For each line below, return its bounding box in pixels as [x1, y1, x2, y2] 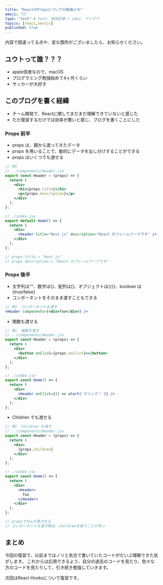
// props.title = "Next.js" [5, 254, 62, 259]
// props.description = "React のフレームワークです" [5, 259, 109, 264]
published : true [5, 25, 38, 30]
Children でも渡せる [12, 415, 52, 420]
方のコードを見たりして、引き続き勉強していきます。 [5, 564, 111, 570]
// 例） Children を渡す [5, 424, 52, 429]
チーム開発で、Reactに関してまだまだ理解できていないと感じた [12, 110, 138, 116]
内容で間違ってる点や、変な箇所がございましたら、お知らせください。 [5, 40, 145, 45]
